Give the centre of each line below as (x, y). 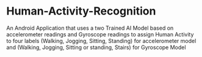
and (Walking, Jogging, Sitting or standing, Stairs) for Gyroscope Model (96, 47)
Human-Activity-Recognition (81, 11)
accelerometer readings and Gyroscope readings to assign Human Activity (100, 34)
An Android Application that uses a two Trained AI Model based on (90, 28)
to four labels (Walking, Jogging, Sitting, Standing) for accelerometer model (101, 41)
